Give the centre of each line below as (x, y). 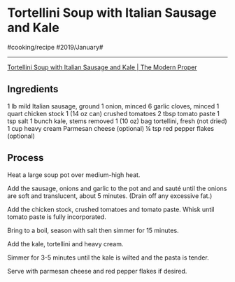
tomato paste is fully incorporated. (57, 217)
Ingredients (33, 89)
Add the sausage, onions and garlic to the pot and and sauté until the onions (117, 188)
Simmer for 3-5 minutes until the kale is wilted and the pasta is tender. (108, 258)
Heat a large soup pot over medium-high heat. (74, 175)
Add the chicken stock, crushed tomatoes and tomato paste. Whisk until (111, 209)
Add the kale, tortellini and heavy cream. (65, 244)
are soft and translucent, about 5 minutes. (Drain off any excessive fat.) (110, 196)
